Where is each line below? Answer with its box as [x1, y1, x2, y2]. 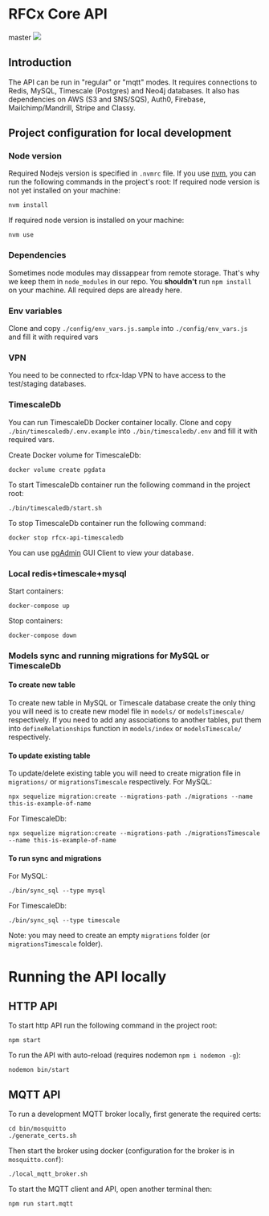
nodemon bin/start [8, 1066, 70, 1074]
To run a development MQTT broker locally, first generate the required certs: [8, 1109, 262, 1119]
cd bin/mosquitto [8, 1125, 67, 1133]
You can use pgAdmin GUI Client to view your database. [8, 548, 194, 557]
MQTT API [8, 1088, 61, 1102]
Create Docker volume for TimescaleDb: [8, 450, 142, 460]
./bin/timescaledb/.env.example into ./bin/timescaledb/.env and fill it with [8, 426, 259, 436]
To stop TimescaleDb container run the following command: [8, 518, 206, 527]
